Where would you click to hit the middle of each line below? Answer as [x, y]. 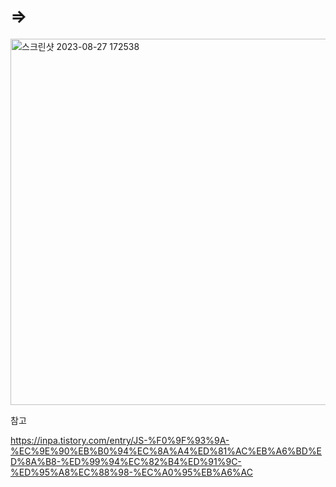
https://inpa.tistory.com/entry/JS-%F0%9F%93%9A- [120, 440]
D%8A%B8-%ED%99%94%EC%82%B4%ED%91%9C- [126, 461]
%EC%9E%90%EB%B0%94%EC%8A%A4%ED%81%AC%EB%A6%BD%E [166, 451]
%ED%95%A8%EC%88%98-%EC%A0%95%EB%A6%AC [131, 472]
